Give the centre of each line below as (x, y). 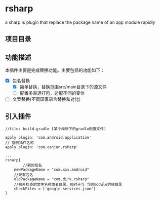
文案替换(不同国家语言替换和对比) (46, 99)
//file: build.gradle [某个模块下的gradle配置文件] (56, 129)
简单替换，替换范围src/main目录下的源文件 (63, 87)
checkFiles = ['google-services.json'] (55, 189)
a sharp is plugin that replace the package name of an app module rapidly (80, 22)
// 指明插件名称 (20, 143)
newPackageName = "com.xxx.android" (52, 170)
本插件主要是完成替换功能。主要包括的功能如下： (55, 70)
